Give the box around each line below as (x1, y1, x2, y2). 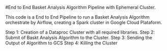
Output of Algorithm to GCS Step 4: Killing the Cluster (5, 40, 118, 46)
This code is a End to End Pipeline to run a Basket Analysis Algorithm (5, 14, 150, 20)
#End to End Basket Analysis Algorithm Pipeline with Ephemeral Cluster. (5, 5, 156, 10)
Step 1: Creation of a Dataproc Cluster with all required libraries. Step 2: (5, 29, 155, 35)
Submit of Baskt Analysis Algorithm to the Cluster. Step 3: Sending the (5, 35, 153, 40)
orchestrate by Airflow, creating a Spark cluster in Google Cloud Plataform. (5, 20, 162, 25)
